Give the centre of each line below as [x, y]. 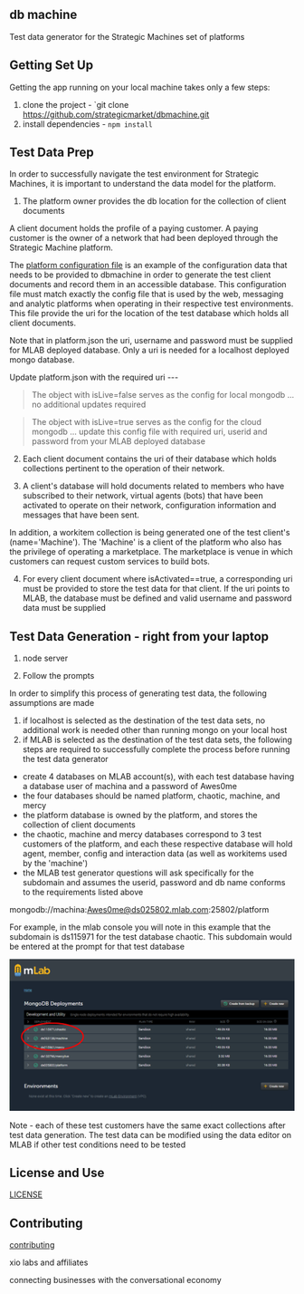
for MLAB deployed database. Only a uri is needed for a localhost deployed [149, 350]
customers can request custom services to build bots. [110, 562]
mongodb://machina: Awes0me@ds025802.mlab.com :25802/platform [139, 910]
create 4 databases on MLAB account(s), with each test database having [158, 777]
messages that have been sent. [81, 515]
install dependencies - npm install [87, 124]
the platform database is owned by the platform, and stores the [140, 816]
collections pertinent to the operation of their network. [123, 468]
